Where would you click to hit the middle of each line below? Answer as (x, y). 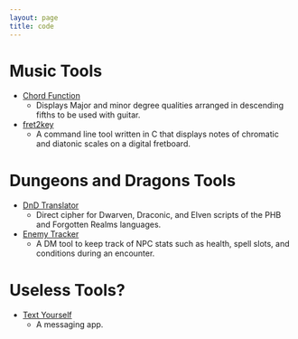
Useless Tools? (67, 290)
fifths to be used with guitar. (88, 115)
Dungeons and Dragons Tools (123, 180)
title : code (32, 26)
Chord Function (51, 96)
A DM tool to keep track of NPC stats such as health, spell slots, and (163, 244)
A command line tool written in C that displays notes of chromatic (158, 134)
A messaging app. (70, 325)
